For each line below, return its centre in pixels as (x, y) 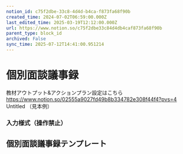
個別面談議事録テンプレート (57, 144)
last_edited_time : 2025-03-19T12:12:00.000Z (62, 22)
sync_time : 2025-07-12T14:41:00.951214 (55, 45)
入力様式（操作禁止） (36, 123)
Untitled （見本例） (30, 106)
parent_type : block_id (34, 34)
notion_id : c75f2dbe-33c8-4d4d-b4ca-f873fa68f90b (68, 11)
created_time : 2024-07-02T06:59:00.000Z (57, 17)
